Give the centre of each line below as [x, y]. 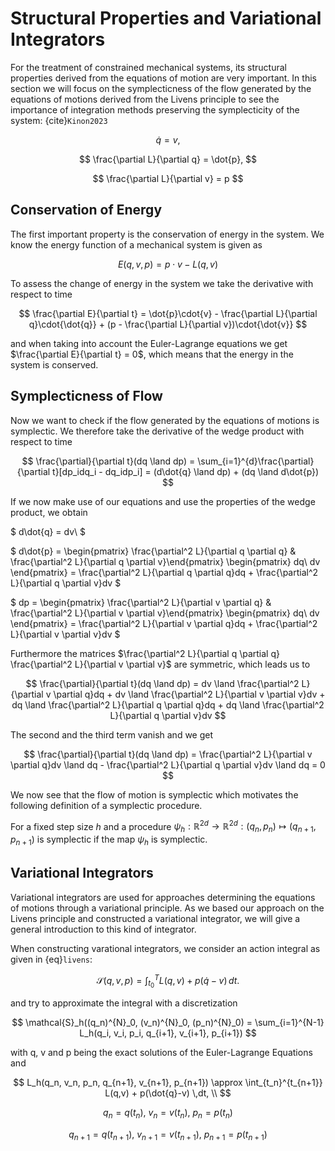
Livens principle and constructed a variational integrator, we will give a [155, 918]
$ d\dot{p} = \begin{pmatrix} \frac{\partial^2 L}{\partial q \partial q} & [153, 551]
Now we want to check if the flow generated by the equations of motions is [165, 420]
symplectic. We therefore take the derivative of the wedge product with [157, 431]
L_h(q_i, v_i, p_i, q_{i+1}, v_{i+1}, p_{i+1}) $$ [168, 1033]
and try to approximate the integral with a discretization [124, 1003]
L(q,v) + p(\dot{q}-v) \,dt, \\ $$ [168, 1093]
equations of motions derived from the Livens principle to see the [145, 99]
